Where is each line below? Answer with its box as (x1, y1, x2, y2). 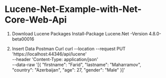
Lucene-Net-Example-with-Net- (4, 3, 142, 15)
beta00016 (11, 36, 34, 42)
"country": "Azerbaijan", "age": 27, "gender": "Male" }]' (11, 66, 125, 73)
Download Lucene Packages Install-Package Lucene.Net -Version (11, 30, 148, 36)
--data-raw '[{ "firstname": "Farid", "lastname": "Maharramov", (11, 61, 141, 67)
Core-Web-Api (4, 14, 67, 25)
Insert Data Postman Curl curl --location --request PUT (11, 45, 126, 51)
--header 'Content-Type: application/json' (11, 56, 98, 62)
